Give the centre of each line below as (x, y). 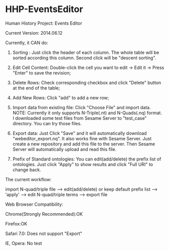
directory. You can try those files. (47, 123)
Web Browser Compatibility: (34, 204)
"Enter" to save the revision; (42, 73)
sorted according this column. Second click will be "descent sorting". (84, 58)
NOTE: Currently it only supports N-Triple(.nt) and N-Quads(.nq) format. (87, 113)
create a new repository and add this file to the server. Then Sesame (84, 144)
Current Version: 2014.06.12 (34, 33)
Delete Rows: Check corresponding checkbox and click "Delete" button (87, 82)
